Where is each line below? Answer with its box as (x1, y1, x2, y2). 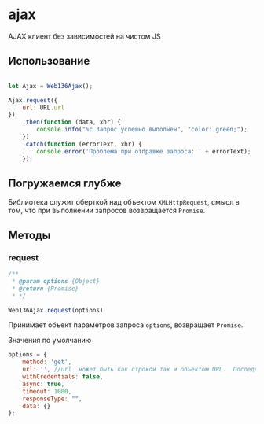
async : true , (22, 380, 65, 388)
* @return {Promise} (11, 285, 79, 293)
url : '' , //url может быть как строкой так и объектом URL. (22, 366, 226, 374)
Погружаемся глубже (8, 176, 122, 190)
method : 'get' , (22, 358, 72, 367)
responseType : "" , (22, 395, 82, 403)
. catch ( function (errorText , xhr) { (22, 140, 143, 148)
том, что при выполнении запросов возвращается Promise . (8, 206, 206, 216)
